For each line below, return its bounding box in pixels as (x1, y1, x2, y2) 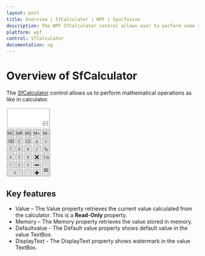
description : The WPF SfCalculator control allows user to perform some (6, 23, 195, 29)
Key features (6, 189, 56, 199)
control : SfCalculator (6, 35, 64, 42)
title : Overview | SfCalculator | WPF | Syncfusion (6, 16, 140, 23)
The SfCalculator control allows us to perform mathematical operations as (6, 89, 192, 96)
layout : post (6, 10, 40, 16)
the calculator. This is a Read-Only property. (15, 211, 128, 219)
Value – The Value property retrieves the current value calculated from (15, 205, 192, 212)
